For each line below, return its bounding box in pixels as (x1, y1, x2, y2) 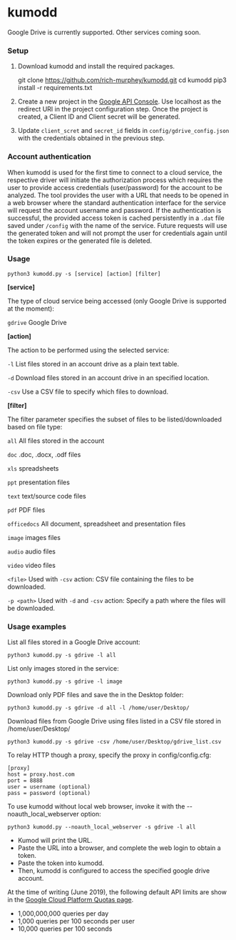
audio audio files (7, 547, 56, 556)
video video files (7, 561, 56, 569)
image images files (7, 533, 61, 541)
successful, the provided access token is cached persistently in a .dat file (7, 214, 225, 222)
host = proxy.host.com (7, 771, 75, 779)
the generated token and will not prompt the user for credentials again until (7, 229, 227, 237)
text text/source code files (7, 491, 87, 500)
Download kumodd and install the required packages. (17, 62, 175, 71)
